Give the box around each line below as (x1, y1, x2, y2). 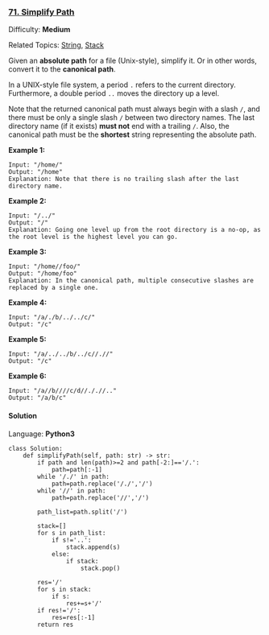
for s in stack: (37, 585, 92, 593)
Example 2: (8, 196, 47, 206)
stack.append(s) (65, 542, 121, 551)
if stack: (65, 557, 99, 565)
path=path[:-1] (51, 465, 103, 473)
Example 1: (8, 146, 46, 155)
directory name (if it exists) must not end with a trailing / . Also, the (8, 122, 230, 131)
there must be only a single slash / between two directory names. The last (8, 113, 255, 122)
